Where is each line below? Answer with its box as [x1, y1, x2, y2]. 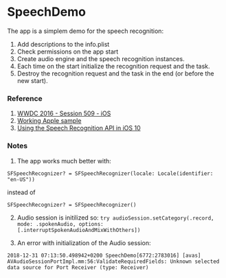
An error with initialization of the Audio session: [16, 238, 151, 247]
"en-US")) [7, 176, 36, 183]
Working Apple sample [16, 117, 82, 125]
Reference [7, 93, 43, 103]
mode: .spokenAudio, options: [16, 220, 104, 227]
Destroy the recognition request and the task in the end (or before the [16, 69, 214, 78]
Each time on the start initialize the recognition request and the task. [16, 62, 211, 70]
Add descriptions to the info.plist [16, 40, 110, 48]
